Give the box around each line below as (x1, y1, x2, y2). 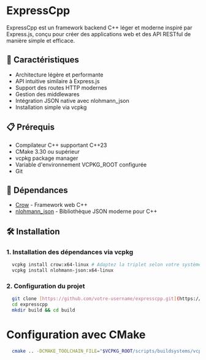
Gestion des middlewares (15, 90, 80, 98)
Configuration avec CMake (6, 328, 146, 342)
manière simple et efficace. (6, 37, 75, 44)
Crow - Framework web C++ (15, 201, 88, 209)
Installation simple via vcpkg (15, 103, 87, 111)
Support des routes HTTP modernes (15, 84, 107, 91)
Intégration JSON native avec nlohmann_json (15, 97, 130, 104)
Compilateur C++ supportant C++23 (15, 141, 107, 149)
